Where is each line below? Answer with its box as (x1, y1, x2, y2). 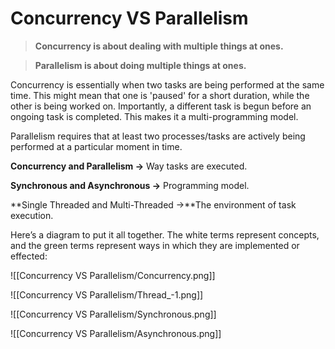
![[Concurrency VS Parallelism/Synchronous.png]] (10, 308, 217, 320)
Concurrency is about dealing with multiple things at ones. (34, 40, 284, 52)
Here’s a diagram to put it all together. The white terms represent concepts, (10, 228, 320, 241)
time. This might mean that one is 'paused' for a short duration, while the (10, 89, 310, 101)
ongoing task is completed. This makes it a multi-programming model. (10, 110, 299, 122)
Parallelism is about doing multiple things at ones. (34, 59, 247, 71)
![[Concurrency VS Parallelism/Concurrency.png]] (10, 269, 216, 281)
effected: (10, 250, 48, 262)
